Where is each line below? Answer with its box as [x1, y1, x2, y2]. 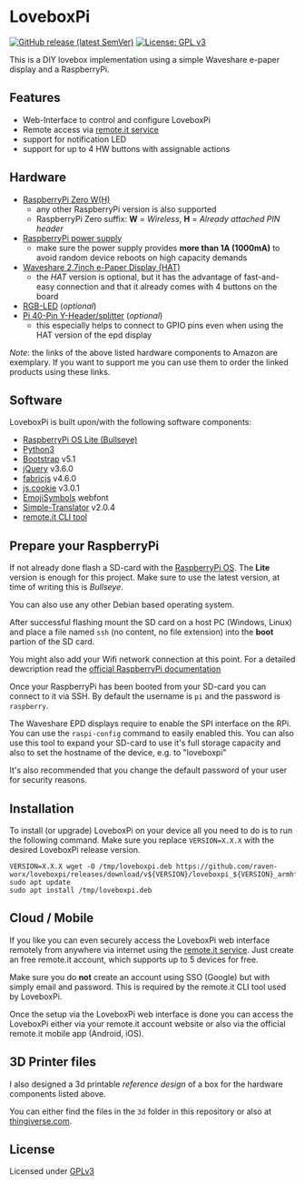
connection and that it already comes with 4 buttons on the [55, 280, 278, 292]
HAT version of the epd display [35, 329, 152, 340]
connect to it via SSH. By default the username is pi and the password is [9, 691, 281, 702]
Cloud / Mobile [9, 910, 94, 926]
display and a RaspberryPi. [9, 64, 110, 75]
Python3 [22, 444, 54, 455]
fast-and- [243, 271, 280, 282]
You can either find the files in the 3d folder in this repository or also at [9, 1106, 272, 1117]
